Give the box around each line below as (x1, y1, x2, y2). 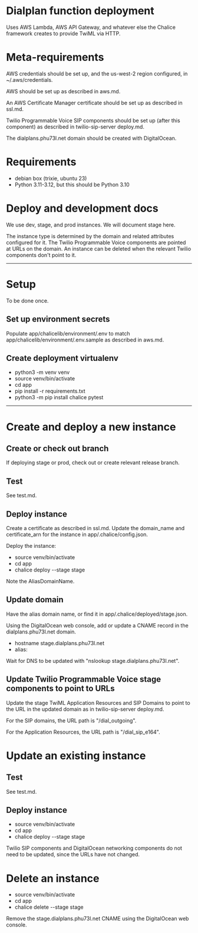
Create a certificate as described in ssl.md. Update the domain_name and (6, 524, 185, 531)
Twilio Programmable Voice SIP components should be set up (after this (6, 117, 181, 124)
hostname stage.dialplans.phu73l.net (14, 639, 105, 646)
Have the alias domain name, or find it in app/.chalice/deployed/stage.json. (6, 610, 188, 617)
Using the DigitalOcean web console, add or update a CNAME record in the (6, 622, 189, 629)
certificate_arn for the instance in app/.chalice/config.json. (6, 531, 148, 538)
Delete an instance (6, 872, 100, 885)
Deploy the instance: (6, 542, 57, 549)
